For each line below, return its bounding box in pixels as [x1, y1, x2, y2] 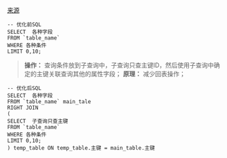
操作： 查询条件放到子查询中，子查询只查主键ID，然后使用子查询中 [24, 61, 215, 69]
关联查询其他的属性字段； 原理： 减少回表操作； [48, 70, 185, 78]
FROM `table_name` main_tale [7, 98, 91, 105]
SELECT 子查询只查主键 [7, 118, 69, 125]
